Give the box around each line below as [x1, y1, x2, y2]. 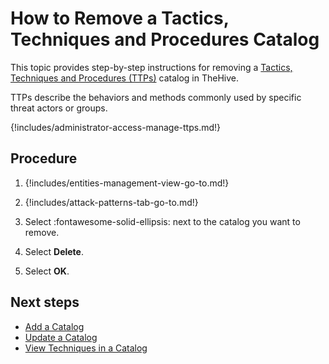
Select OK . [24, 265, 70, 277]
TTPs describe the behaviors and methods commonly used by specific [10, 91, 302, 103]
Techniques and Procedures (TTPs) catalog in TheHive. [10, 72, 239, 84]
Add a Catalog [24, 320, 85, 332]
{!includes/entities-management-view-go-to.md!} [24, 177, 230, 189]
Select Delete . [24, 245, 84, 257]
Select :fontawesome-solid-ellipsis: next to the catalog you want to [24, 215, 301, 227]
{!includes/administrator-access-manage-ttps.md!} [10, 121, 222, 133]
